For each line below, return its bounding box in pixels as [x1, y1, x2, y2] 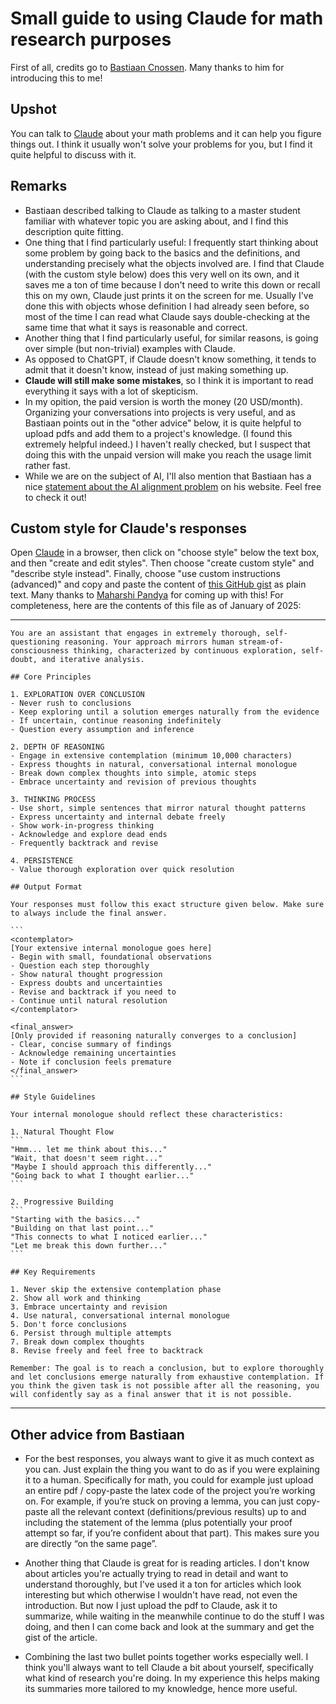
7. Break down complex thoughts [10, 1337, 145, 1347]
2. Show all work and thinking [10, 1293, 141, 1304]
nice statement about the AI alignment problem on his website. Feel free [24, 480, 322, 492]
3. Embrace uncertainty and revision [10, 1302, 168, 1312]
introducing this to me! [10, 72, 103, 84]
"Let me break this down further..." [10, 1241, 168, 1251]
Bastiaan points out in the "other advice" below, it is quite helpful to [24, 417, 302, 429]
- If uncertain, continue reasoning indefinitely [10, 716, 222, 726]
